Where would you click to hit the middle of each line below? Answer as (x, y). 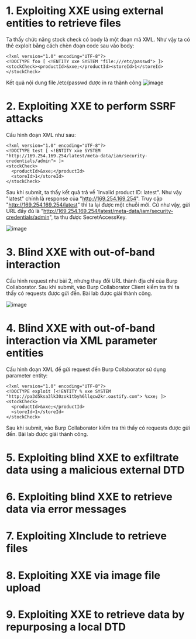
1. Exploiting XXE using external (85, 11)
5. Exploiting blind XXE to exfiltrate (92, 457)
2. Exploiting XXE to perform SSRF (91, 106)
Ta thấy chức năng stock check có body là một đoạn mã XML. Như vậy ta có (98, 39)
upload (23, 588)
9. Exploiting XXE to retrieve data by (95, 614)
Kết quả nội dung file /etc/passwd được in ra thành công (74, 83)
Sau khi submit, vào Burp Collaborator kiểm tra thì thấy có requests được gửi (98, 428)
